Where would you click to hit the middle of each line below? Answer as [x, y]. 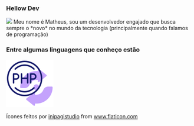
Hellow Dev [23, 8]
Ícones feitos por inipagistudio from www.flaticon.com [72, 116]
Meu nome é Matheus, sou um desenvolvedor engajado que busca [94, 22]
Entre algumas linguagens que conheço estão [73, 50]
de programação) [27, 34]
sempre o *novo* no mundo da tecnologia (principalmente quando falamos [97, 28]
